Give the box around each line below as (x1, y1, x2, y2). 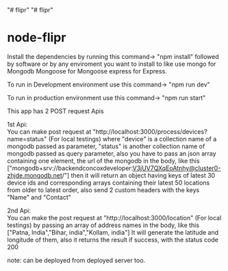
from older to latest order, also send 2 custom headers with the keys (7, 185, 200, 194)
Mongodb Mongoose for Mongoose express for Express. (7, 67, 168, 75)
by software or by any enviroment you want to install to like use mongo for (7, 60, 216, 68)
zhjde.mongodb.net (7, 171, 63, 179)
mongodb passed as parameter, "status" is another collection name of (7, 142, 205, 150)
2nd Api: (7, 206, 31, 215)
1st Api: (7, 120, 28, 128)
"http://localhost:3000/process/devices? (92, 127, 207, 136)
